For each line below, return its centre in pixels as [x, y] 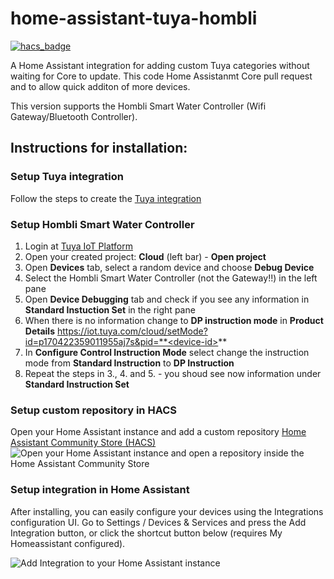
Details [39, 331]
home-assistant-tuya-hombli [134, 18]
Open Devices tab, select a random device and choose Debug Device [169, 267]
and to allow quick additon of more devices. [100, 86]
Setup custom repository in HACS [93, 410]
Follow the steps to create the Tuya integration [106, 198]
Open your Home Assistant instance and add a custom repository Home [158, 432]
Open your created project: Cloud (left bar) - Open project [145, 256]
